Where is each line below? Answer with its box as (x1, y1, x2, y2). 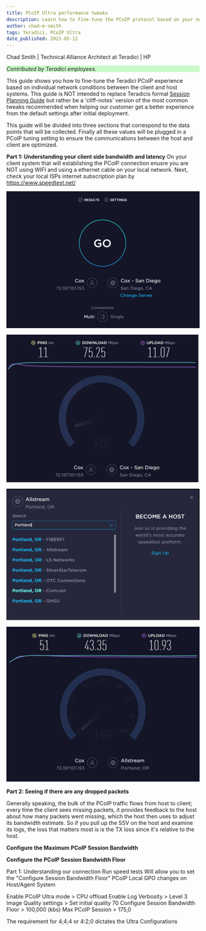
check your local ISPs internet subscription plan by (6, 172, 135, 180)
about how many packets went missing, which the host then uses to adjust (6, 813, 195, 820)
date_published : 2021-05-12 (6, 36, 78, 42)
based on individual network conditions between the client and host (6, 83, 178, 91)
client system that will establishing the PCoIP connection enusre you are (6, 159, 189, 167)
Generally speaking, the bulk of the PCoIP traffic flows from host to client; (6, 799, 193, 806)
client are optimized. (6, 141, 58, 148)
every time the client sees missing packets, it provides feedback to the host (6, 806, 197, 813)
